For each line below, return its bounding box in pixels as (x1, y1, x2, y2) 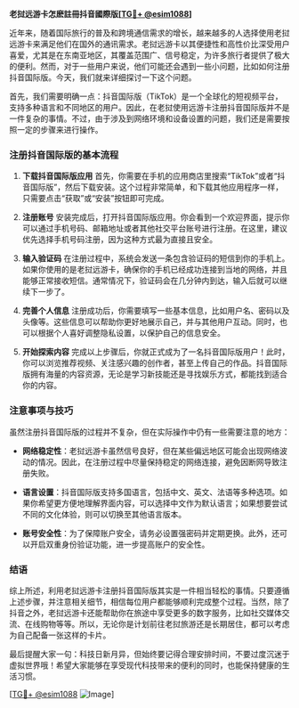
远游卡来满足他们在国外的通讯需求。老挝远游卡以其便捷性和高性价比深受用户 (9, 39, 290, 49)
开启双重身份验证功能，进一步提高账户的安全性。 (29, 539, 210, 549)
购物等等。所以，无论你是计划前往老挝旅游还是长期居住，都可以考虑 (39, 618, 290, 629)
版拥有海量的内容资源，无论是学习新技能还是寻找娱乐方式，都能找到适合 (21, 369, 287, 379)
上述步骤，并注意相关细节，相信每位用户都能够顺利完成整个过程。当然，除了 (9, 596, 290, 606)
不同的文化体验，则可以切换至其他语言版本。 (21, 509, 187, 519)
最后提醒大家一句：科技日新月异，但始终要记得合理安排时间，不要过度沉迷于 (9, 648, 290, 659)
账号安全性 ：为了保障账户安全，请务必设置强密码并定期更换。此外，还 (21, 527, 280, 538)
